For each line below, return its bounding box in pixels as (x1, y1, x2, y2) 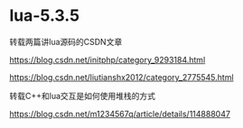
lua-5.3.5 (9, 5, 79, 26)
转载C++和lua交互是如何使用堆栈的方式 (9, 90, 156, 101)
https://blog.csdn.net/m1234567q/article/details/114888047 (9, 108, 230, 119)
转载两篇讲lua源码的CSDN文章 (9, 36, 123, 47)
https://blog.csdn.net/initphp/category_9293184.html (9, 54, 206, 65)
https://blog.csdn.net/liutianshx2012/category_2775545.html (9, 71, 234, 82)
